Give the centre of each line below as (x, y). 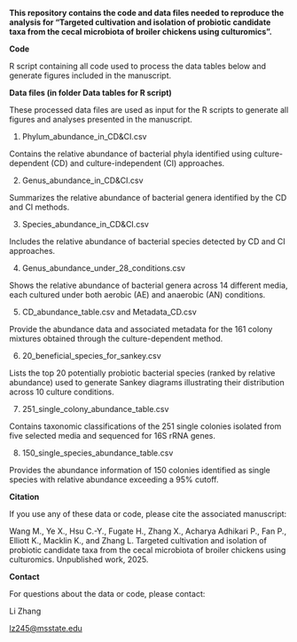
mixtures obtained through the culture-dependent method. (116, 338)
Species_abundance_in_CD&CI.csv (85, 224)
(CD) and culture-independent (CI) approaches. (138, 163)
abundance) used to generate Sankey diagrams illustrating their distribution (147, 382)
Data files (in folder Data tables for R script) (91, 93)
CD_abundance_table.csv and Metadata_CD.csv (109, 312)
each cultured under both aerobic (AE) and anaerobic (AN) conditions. (137, 295)
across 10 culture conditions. (62, 392)
